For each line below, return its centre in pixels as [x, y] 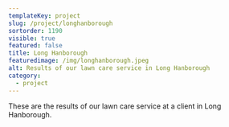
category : [25, 76]
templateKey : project [45, 16]
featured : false [35, 46]
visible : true [32, 38]
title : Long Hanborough [48, 53]
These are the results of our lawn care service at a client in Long [115, 106]
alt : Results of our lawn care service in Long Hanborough [109, 68]
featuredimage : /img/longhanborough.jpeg [79, 61]
